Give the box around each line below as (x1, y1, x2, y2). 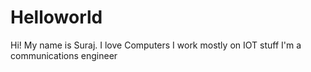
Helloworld (10, 6, 103, 29)
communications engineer (10, 49, 118, 61)
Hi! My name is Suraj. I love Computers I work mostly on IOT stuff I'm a (10, 39, 302, 51)
